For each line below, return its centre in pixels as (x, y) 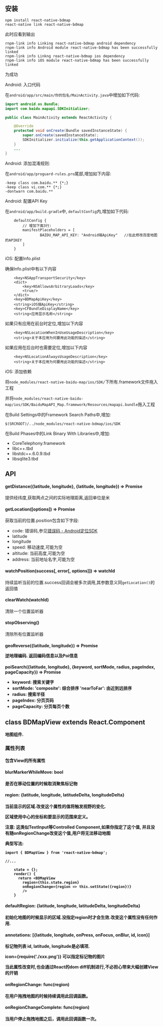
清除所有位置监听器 (24, 634)
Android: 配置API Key (26, 201)
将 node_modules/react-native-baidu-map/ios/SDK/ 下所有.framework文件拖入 (81, 382)
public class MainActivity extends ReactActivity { (58, 117)
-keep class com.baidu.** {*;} (37, 183)
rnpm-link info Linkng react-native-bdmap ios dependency (65, 56)
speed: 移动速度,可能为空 (37, 547)
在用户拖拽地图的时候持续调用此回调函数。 (48, 996)
